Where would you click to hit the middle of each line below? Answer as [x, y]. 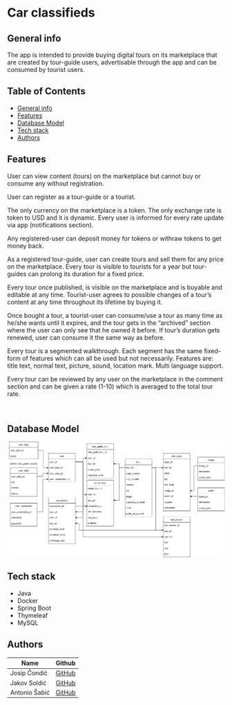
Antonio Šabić [30, 692]
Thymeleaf [32, 615]
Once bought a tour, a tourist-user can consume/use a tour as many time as [115, 315]
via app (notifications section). [50, 225]
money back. [26, 246]
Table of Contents [47, 91]
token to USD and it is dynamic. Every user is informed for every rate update [116, 217]
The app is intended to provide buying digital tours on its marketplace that [112, 55]
